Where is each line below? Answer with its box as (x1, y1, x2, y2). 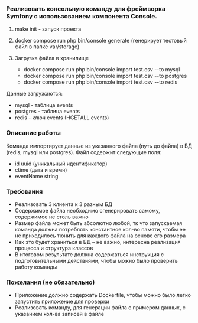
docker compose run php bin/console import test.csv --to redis (23, 79, 178, 86)
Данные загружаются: (6, 90, 63, 97)
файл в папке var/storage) (14, 43, 80, 50)
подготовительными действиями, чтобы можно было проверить (14, 257, 178, 264)
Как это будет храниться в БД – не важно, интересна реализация (14, 238, 181, 245)
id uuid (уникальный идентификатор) (14, 160, 108, 167)
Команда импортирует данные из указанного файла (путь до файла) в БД (6, 142, 193, 149)
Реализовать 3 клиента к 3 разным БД (14, 200, 113, 208)
